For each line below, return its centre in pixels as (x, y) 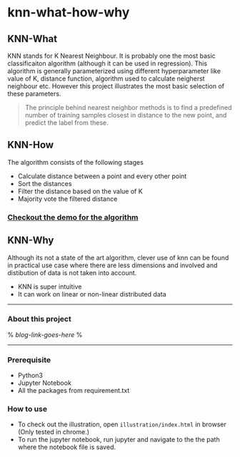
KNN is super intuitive (50, 287)
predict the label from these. (66, 123)
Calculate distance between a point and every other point (102, 176)
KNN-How (31, 145)
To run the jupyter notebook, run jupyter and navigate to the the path (119, 440)
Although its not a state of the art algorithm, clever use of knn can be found (118, 257)
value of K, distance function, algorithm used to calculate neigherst (106, 78)
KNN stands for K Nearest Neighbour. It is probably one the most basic (111, 56)
